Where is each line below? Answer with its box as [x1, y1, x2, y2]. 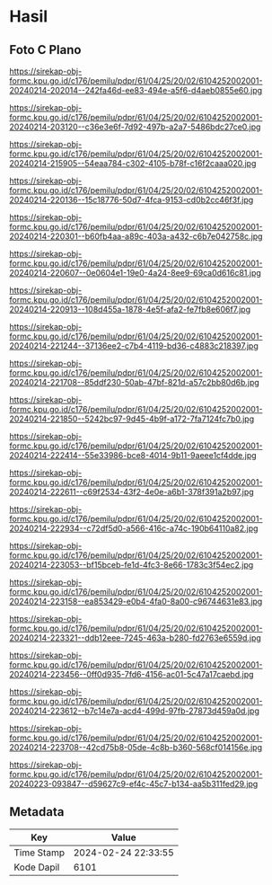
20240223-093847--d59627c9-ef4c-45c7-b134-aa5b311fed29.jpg [9, 779, 259, 789]
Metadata [9, 804, 65, 819]
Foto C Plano [9, 42, 82, 58]
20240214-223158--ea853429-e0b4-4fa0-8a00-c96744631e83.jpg [9, 596, 263, 606]
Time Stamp [13, 846, 66, 859]
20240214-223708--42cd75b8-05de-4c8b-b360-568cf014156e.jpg [9, 742, 263, 752]
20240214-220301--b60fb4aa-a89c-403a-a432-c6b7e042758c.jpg [9, 231, 263, 242]
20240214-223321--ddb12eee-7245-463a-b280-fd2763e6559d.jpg [9, 633, 262, 643]
